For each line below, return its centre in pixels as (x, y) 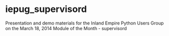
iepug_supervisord (46, 9)
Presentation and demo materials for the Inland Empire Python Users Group (85, 23)
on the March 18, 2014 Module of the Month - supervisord (66, 28)
